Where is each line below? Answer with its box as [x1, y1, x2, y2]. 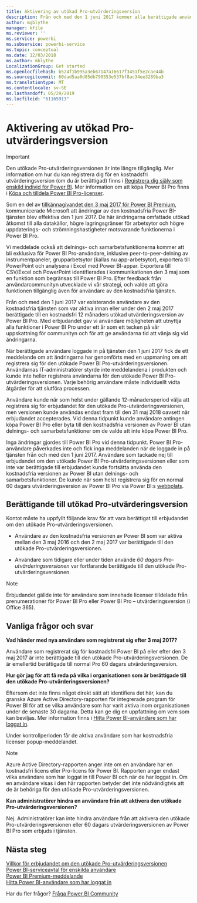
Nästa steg [6, 844, 47, 854]
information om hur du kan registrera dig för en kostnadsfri [6, 171, 148, 178]
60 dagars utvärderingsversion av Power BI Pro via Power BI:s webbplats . [6, 482, 184, 489]
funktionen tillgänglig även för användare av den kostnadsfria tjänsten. [6, 287, 176, 294]
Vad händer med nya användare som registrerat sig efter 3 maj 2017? [6, 636, 178, 643]
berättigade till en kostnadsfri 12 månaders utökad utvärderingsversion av [6, 311, 184, 318]
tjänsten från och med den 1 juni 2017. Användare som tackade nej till [6, 451, 173, 458]
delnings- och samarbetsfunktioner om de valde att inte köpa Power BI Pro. [6, 427, 188, 434]
